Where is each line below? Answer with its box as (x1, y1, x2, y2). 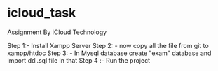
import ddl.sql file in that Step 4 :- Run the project (7, 56, 151, 64)
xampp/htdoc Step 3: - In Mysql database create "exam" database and (7, 49, 212, 57)
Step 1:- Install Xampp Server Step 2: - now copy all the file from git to (7, 41, 209, 49)
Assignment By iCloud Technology (7, 28, 107, 36)
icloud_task (7, 5, 76, 21)
